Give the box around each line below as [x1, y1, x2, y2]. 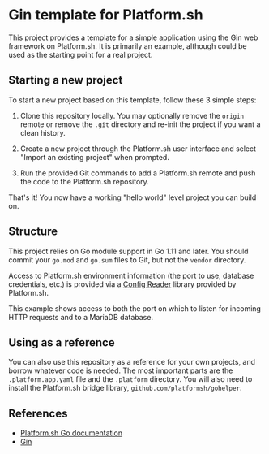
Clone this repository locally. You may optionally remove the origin [19, 110, 245, 120]
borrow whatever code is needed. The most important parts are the [8, 365, 233, 375]
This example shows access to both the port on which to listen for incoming [8, 303, 262, 313]
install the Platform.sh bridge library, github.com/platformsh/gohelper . [8, 383, 242, 393]
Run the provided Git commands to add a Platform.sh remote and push [19, 168, 256, 178]
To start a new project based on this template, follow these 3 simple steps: [8, 95, 257, 105]
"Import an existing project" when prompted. [19, 152, 170, 162]
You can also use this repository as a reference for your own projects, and [8, 357, 256, 367]
